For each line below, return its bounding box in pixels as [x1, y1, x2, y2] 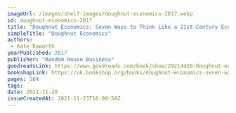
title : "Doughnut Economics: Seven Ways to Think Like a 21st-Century [7, 23, 218, 30]
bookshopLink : [7, 69, 49, 76]
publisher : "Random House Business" [7, 56, 114, 63]
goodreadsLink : [7, 62, 52, 69]
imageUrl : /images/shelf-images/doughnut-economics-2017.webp [7, 10, 193, 18]
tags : [7, 82, 23, 89]
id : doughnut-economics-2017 [7, 17, 93, 24]
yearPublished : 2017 [7, 50, 68, 57]
